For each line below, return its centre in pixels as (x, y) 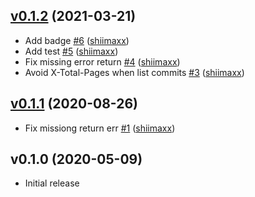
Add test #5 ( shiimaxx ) (71, 51)
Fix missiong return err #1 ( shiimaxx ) (100, 128)
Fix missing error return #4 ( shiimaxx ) (102, 61)
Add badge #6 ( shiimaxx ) (77, 40)
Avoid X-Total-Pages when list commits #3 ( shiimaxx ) (134, 72)
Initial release (52, 183)
